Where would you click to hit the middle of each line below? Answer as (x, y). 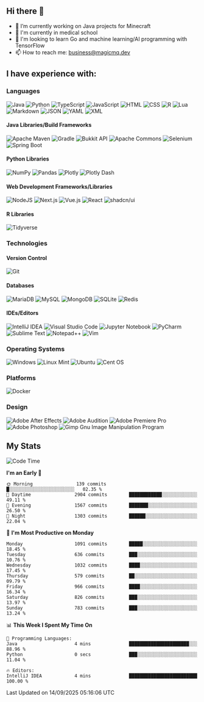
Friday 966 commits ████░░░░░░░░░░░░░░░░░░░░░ (102, 587)
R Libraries (20, 214)
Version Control (27, 258)
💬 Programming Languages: (39, 639)
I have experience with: (51, 74)
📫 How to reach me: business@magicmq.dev (73, 52)
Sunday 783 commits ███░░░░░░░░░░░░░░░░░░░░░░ (102, 608)
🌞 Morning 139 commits (56, 484)
